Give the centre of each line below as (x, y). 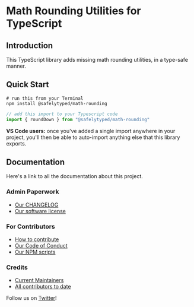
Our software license (40, 211)
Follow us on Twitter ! (32, 298)
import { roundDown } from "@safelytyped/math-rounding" (78, 119)
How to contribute (37, 239)
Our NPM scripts (35, 252)
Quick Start (28, 85)
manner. (16, 66)
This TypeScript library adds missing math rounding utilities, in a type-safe (97, 60)
